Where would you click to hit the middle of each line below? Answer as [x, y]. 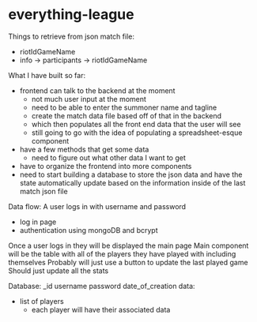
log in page [38, 222]
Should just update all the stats [59, 271]
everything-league [71, 15]
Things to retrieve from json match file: [71, 36]
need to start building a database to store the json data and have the [131, 174]
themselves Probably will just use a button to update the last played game [128, 262]
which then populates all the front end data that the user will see [136, 124]
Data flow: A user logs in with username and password [97, 206]
